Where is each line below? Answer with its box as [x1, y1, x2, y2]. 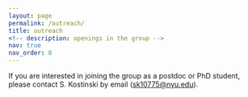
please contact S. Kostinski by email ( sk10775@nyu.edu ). [8, 79, 199, 89]
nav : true [8, 42, 42, 50]
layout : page [8, 11, 53, 20]
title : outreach [8, 26, 63, 34]
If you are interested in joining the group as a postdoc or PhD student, [8, 71, 241, 80]
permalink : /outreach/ [8, 19, 85, 27]
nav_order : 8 [8, 49, 53, 57]
